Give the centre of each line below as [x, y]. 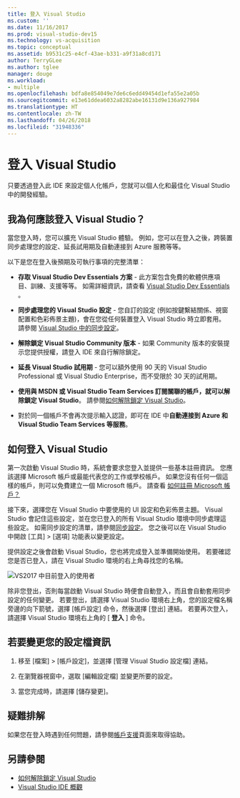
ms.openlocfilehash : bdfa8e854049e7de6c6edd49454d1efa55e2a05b [104, 94]
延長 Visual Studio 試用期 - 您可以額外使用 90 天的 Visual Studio [112, 367]
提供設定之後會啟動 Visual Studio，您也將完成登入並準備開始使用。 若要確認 [119, 552]
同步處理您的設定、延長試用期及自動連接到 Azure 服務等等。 [96, 246]
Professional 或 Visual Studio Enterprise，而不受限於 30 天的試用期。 [119, 376]
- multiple [24, 87]
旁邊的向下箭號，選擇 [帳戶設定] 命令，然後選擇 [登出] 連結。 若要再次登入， [120, 609]
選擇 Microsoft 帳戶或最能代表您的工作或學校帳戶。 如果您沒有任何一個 [118, 477]
